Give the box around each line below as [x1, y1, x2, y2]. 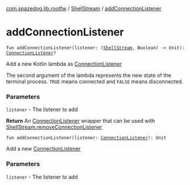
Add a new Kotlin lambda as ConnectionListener [6, 60, 122, 67]
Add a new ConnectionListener [6, 145, 81, 152]
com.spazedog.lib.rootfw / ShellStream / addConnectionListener [6, 5, 162, 12]
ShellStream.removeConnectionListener [6, 123, 103, 131]
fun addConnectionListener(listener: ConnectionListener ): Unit [6, 135, 167, 141]
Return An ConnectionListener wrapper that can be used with [6, 117, 155, 125]
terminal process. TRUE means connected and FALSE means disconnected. [6, 78, 184, 85]
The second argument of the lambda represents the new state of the [6, 72, 172, 79]
